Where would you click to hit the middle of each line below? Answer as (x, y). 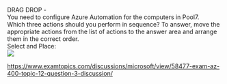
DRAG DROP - (27, 10)
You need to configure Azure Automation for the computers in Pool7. (103, 17)
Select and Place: (32, 46)
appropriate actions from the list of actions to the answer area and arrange (112, 31)
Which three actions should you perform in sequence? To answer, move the (113, 24)
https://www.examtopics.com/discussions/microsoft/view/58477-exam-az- (113, 66)
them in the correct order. (43, 39)
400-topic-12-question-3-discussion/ (60, 73)
